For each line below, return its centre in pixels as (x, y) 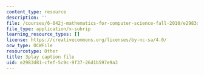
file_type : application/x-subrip (49, 29)
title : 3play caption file (40, 57)
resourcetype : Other (32, 51)
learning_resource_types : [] (43, 34)
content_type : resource (36, 12)
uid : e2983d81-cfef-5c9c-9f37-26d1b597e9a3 (62, 62)
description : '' (27, 18)
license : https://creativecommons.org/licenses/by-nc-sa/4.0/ (87, 40)
